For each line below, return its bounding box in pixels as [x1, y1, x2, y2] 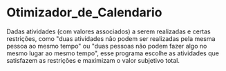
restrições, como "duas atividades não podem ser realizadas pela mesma [6, 34, 216, 42]
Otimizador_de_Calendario [6, 5, 162, 20]
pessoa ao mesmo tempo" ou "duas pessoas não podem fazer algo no [6, 42, 207, 50]
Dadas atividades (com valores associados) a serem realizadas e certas [6, 27, 211, 35]
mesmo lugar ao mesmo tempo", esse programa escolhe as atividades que [6, 49, 219, 57]
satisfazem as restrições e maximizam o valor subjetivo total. [6, 56, 180, 64]
